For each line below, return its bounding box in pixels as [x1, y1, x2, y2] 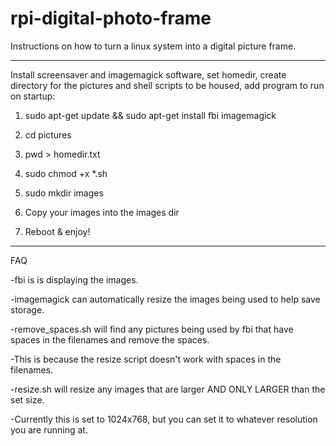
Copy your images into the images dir [24, 206, 180, 218]
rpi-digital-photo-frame [10, 7, 212, 30]
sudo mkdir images [24, 187, 104, 199]
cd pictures [24, 128, 72, 141]
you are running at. [10, 423, 88, 436]
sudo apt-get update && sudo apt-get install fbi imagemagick [24, 109, 277, 121]
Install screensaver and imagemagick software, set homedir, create [10, 68, 287, 81]
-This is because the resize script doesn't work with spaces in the [10, 353, 282, 365]
